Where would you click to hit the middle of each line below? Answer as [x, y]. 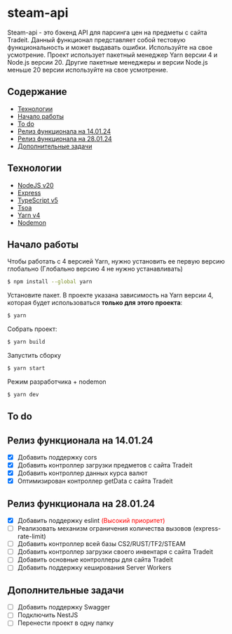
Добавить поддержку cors [57, 457]
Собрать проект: [32, 329]
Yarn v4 [29, 215]
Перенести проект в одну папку [66, 623]
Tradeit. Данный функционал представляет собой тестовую [96, 39]
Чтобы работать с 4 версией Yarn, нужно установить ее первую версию [116, 261]
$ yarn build [26, 342]
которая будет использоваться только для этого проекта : [95, 303]
